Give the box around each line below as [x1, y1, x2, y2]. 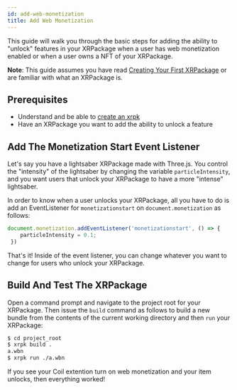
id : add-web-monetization [7, 10, 84, 18]
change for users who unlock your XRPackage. [7, 258, 145, 267]
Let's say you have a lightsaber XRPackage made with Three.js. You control [7, 159, 228, 168]
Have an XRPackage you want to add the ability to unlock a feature [17, 120, 213, 129]
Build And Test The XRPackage [7, 279, 148, 292]
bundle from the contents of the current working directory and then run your [7, 313, 231, 322]
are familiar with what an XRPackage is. [7, 73, 123, 82]
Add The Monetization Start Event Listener [7, 140, 200, 153]
